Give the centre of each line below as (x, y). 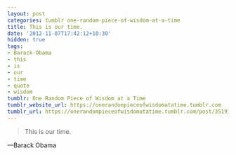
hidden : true (26, 40)
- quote (19, 86)
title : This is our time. (45, 27)
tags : (15, 46)
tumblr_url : (25, 112)
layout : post (26, 14)
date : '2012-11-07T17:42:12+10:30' (59, 33)
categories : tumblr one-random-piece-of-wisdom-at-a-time (94, 20)
